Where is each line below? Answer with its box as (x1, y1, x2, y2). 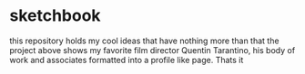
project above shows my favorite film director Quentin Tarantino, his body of (9, 44, 296, 55)
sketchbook (9, 5, 102, 26)
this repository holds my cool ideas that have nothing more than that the (9, 35, 280, 46)
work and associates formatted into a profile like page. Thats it (9, 54, 244, 65)
